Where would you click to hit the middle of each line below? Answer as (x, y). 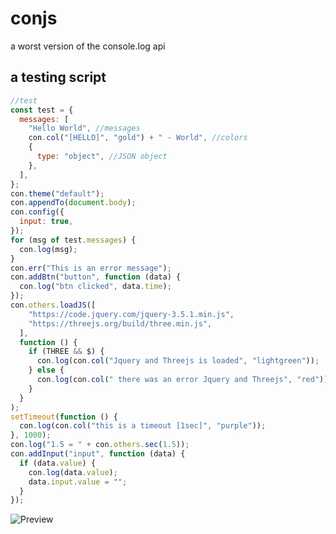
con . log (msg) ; (48, 249)
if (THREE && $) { (66, 352)
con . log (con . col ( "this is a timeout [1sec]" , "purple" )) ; (143, 426)
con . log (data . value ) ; (73, 472)
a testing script (58, 77)
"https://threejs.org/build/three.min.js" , (120, 323)
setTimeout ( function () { (64, 417)
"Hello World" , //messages (84, 128)
